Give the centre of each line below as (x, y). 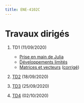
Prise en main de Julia (42, 57)
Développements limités (43, 62)
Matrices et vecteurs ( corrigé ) (49, 67)
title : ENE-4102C (23, 10)
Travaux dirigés (37, 33)
